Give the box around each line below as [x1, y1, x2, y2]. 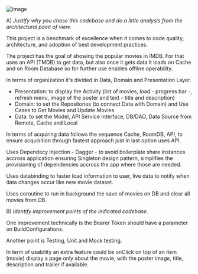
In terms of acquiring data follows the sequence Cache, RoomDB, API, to [6, 131, 183, 138]
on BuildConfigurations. [6, 226, 64, 233]
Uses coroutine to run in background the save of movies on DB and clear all [6, 190, 190, 197]
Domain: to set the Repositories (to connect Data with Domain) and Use [14, 100, 189, 107]
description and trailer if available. [6, 261, 89, 268]
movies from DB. [6, 197, 47, 203]
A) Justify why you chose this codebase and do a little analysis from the [6, 17, 183, 24]
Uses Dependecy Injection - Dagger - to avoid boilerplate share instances [6, 148, 186, 155]
